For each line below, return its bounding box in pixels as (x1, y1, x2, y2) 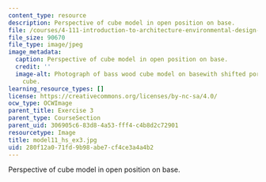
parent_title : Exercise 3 (8, 107, 93, 115)
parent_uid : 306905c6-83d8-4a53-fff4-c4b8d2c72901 (8, 121, 179, 129)
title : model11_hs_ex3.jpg (8, 136, 97, 144)
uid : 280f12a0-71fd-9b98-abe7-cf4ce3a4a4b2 (8, 143, 154, 151)
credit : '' (15, 63, 51, 71)
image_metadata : (8, 48, 62, 56)
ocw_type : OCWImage (8, 99, 73, 107)
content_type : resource (8, 11, 87, 20)
